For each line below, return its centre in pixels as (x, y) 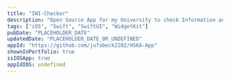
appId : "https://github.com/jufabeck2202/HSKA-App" (82, 45)
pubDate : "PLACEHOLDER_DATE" (49, 33)
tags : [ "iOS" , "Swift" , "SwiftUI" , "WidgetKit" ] (78, 26)
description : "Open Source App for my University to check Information (111, 20)
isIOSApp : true (29, 58)
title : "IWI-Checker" (38, 13)
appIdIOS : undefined (37, 65)
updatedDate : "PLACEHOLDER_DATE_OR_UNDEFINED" (75, 39)
